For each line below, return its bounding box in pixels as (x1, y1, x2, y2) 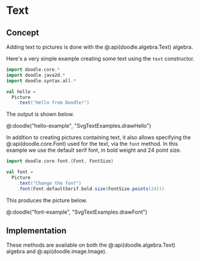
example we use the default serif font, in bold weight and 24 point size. (6, 146, 181, 154)
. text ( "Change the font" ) (17, 180, 82, 186)
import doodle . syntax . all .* (6, 77, 77, 84)
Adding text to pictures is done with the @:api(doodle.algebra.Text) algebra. (6, 43, 193, 50)
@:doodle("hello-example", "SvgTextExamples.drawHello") (6, 122, 151, 130)
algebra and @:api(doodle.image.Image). (6, 248, 107, 255)
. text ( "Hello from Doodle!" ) (17, 100, 90, 106)
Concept (6, 28, 40, 38)
